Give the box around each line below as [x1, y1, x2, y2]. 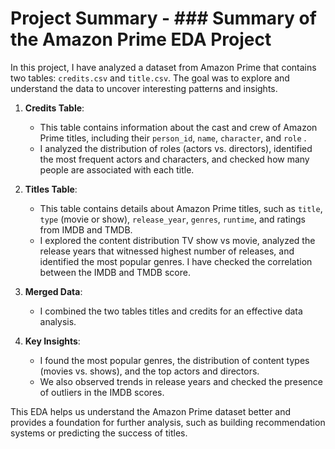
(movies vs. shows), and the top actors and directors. [39, 365, 260, 377]
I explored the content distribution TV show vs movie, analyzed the [39, 234, 316, 246]
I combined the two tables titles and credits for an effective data [39, 305, 303, 317]
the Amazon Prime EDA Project [10, 28, 272, 51]
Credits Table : [24, 102, 85, 114]
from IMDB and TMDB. [39, 223, 133, 236]
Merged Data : [24, 285, 83, 297]
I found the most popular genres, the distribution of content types [39, 354, 310, 366]
